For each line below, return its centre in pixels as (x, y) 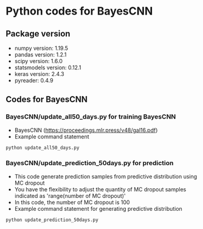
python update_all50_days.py (43, 148)
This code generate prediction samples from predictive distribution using (106, 176)
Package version (38, 34)
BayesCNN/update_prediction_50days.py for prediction (90, 163)
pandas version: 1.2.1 (40, 55)
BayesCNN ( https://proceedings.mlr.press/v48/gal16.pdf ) (86, 130)
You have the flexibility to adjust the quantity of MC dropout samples (100, 189)
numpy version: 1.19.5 (41, 48)
